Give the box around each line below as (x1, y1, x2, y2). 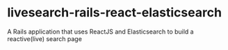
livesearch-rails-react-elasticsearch (7, 5, 222, 21)
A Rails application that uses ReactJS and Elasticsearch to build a (7, 27, 194, 36)
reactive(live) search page (7, 34, 82, 42)
